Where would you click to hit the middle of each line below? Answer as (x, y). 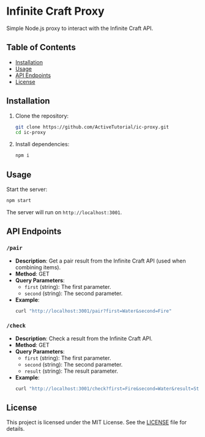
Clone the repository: (42, 116)
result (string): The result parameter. (71, 371)
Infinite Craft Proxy (56, 11)
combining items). (38, 267)
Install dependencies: (42, 144)
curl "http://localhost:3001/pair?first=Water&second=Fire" (93, 311)
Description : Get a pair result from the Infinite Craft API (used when (101, 261)
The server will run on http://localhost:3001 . (64, 212)
